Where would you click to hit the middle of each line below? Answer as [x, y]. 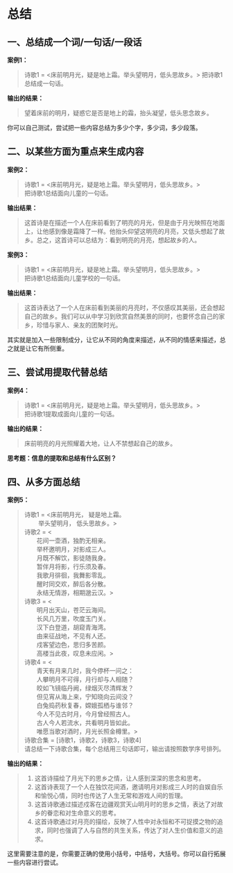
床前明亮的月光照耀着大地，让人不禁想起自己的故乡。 [100, 443]
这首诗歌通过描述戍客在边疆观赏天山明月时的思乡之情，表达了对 [126, 804]
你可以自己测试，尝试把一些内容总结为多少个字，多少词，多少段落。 [104, 128]
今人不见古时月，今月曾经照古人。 [85, 714]
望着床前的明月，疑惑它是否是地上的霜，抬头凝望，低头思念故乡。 [118, 113]
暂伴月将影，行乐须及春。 [73, 567]
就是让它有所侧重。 [40, 348]
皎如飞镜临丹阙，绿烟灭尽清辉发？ [85, 688]
